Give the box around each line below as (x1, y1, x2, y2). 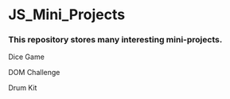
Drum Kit (8, 83, 37, 93)
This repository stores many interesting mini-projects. (8, 34, 223, 46)
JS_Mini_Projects (8, 6, 126, 24)
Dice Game (8, 52, 45, 61)
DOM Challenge (8, 68, 60, 77)
